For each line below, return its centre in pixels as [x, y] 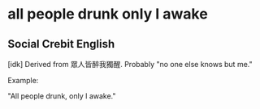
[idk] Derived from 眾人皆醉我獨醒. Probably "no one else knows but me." [130, 64]
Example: [23, 80]
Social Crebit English [61, 44]
